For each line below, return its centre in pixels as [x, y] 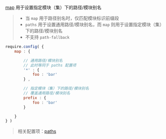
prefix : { [35, 98]
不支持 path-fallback [47, 37]
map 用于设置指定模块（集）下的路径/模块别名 [53, 7]
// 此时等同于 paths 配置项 [50, 65]
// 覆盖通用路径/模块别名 [47, 93]
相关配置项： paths [37, 131]
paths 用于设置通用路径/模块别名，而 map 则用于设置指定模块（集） [95, 25]
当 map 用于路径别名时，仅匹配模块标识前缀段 [72, 18]
